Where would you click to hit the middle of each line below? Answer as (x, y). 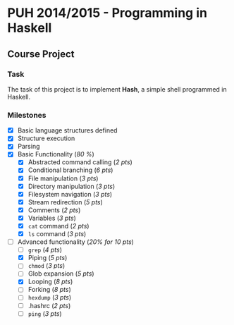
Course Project (41, 54)
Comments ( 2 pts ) (54, 210)
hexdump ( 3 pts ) (50, 298)
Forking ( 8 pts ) (50, 290)
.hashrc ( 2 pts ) (49, 305)
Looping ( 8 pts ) (50, 282)
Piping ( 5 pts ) (48, 258)
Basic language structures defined (67, 130)
